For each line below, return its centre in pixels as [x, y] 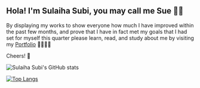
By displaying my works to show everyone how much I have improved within [100, 25]
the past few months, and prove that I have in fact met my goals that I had [97, 32]
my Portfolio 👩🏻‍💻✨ [29, 44]
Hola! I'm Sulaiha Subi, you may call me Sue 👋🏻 [95, 11]
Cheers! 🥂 [19, 56]
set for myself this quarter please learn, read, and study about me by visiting [100, 38]
